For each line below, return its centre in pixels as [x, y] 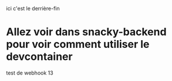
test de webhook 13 [30, 73]
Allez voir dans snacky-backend [86, 32]
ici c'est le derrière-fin [33, 8]
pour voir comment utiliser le [78, 45]
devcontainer [39, 57]
